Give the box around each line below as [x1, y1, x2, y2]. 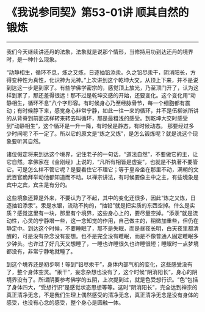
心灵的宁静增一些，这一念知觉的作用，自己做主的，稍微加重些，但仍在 [22, 217, 199, 224]
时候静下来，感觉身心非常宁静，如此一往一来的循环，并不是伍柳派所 [22, 106, 193, 114]
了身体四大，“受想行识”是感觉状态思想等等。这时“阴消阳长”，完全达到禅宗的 [6, 283, 198, 291]
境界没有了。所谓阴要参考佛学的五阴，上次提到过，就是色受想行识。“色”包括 [6, 276, 198, 283]
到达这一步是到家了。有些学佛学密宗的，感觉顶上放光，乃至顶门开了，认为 [6, 84, 193, 91]
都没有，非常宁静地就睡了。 [6, 247, 76, 254]
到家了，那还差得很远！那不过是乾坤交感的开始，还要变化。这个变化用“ [11, 91, 191, 98]
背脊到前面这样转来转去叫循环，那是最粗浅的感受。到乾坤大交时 [16, 114, 178, 122]
